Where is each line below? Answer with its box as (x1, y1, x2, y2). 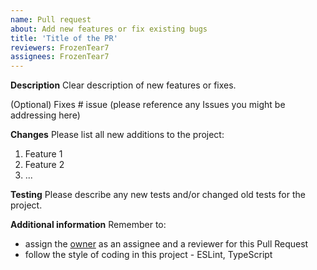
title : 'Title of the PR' (10, 33, 118, 43)
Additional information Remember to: (10, 219, 167, 231)
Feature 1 (24, 148, 63, 160)
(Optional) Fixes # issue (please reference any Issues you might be (10, 99, 286, 111)
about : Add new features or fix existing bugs (10, 24, 208, 34)
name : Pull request (10, 14, 92, 25)
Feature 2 (24, 159, 65, 171)
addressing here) (10, 109, 81, 121)
